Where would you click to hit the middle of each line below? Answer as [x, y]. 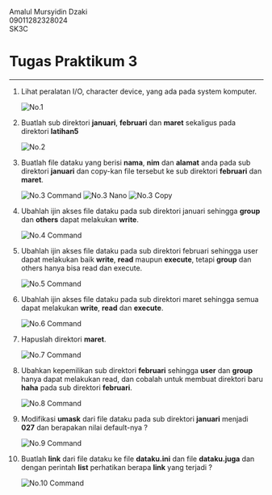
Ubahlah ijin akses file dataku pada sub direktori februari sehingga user [139, 250]
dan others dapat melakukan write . [80, 219]
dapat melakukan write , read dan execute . [92, 308]
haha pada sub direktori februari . [76, 388]
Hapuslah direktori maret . [63, 339]
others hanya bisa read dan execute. [82, 268]
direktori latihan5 [50, 131]
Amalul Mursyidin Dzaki [48, 12]
